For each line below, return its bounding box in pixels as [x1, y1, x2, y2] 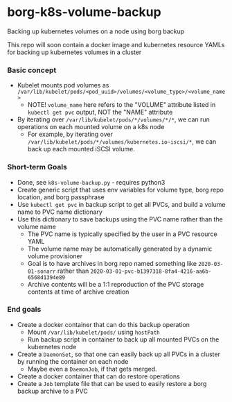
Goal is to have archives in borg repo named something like [27, 259, 197, 267]
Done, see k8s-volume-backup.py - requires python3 [17, 178, 166, 186]
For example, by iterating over [27, 130, 113, 139]
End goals [7, 305, 42, 315]
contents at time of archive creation [27, 287, 130, 296]
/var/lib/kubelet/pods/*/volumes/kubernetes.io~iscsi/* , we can [27, 137, 217, 146]
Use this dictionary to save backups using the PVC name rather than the [17, 215, 223, 223]
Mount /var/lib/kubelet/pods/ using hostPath [27, 328, 161, 336]
